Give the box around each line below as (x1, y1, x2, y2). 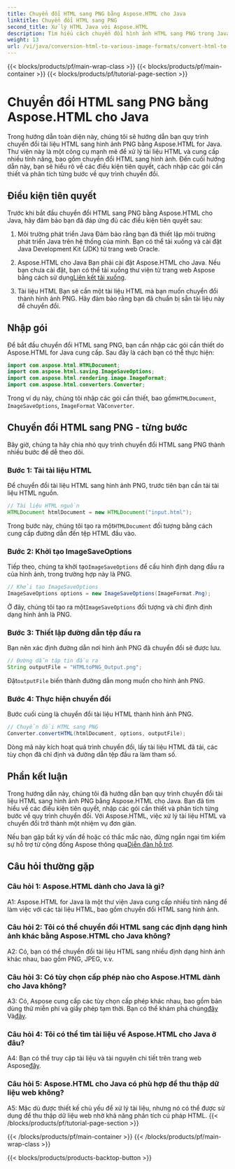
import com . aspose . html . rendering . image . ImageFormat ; (7, 375, 168, 382)
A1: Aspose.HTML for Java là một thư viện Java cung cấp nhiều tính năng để (7, 897, 227, 906)
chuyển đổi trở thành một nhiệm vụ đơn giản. (7, 819, 136, 827)
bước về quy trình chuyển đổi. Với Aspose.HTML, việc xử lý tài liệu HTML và (7, 812, 226, 820)
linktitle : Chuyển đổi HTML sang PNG (7, 17, 117, 24)
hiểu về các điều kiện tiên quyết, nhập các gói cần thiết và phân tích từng (7, 804, 219, 812)
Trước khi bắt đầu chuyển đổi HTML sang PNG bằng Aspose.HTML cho (7, 209, 213, 217)
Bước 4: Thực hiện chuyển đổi (7, 694, 111, 704)
